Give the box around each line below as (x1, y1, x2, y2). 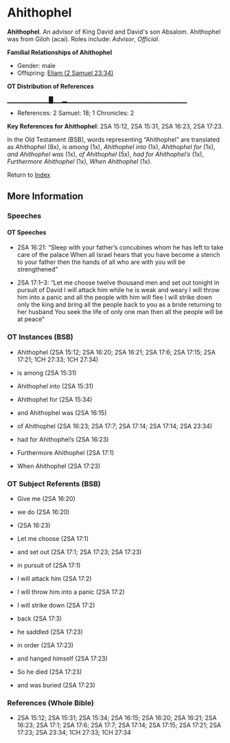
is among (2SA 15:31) (16, 368, 77, 377)
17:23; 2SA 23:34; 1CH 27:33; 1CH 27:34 (16, 729, 132, 737)
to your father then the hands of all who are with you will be (16, 258, 185, 266)
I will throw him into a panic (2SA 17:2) (16, 588, 125, 596)
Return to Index (7, 170, 51, 179)
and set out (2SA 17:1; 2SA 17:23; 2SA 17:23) (16, 548, 142, 556)
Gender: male (16, 61, 56, 69)
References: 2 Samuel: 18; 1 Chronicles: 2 (16, 109, 135, 117)
